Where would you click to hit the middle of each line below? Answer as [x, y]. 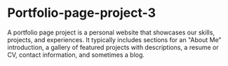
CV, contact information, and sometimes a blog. [76, 55]
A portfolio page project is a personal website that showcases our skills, [111, 32]
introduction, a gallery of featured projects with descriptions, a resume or [113, 47]
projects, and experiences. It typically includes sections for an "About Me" [115, 39]
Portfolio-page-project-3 [82, 13]
